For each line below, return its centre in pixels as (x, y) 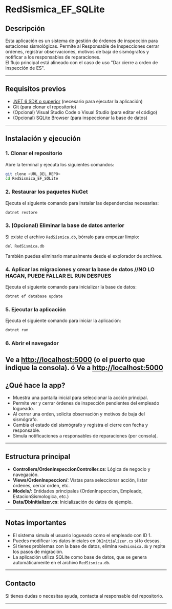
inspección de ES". (25, 68)
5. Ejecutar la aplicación (36, 309)
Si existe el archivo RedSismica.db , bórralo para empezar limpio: (72, 237)
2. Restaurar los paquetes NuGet (47, 192)
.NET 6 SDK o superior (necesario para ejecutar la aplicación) (78, 101)
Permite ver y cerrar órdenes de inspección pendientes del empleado (86, 403)
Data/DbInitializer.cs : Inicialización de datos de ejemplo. (73, 502)
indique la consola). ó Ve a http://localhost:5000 (84, 368)
